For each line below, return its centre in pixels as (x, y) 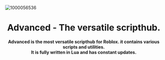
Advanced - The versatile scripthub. (84, 28)
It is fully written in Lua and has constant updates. (84, 52)
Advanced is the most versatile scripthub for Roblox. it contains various (84, 42)
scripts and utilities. (84, 47)
